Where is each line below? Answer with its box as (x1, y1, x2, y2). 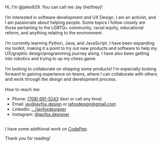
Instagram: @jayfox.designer (12, 112, 70, 117)
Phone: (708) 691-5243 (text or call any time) (12, 96, 103, 101)
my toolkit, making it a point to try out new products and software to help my (5, 46, 157, 51)
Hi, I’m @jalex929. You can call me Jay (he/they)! (5, 4, 103, 10)
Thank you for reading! (5, 135, 51, 141)
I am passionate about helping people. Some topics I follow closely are (5, 19, 146, 25)
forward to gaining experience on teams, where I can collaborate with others (5, 71, 158, 77)
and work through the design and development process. (5, 76, 117, 82)
